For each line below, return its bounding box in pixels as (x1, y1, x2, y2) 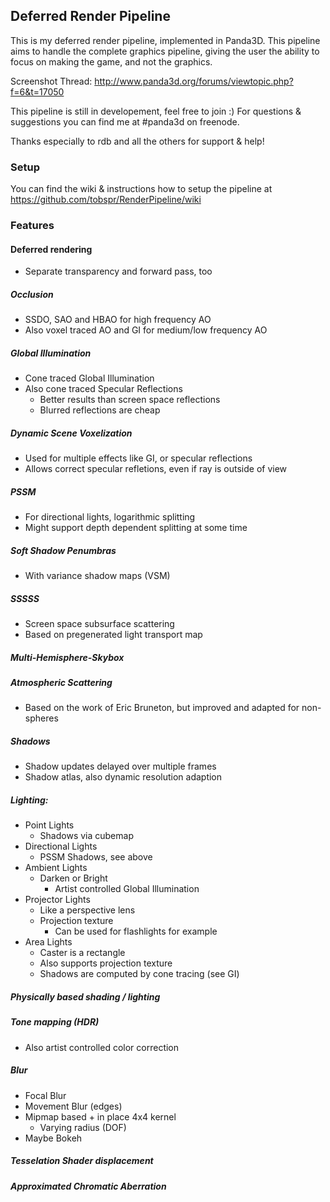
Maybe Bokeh (24, 1132, 83, 1144)
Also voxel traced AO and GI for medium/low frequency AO (24, 324, 268, 336)
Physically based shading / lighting (10, 990, 161, 1003)
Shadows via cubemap (39, 830, 134, 842)
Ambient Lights (24, 862, 88, 874)
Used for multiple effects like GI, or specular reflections (24, 452, 253, 464)
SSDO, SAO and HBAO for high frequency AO (24, 314, 212, 326)
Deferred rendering (10, 243, 93, 255)
